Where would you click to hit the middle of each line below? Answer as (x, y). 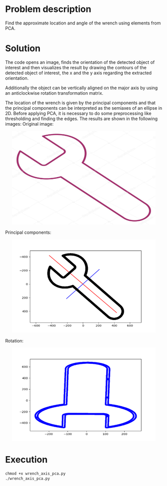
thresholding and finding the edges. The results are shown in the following (82, 119)
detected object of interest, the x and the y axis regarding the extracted (79, 73)
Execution (26, 460)
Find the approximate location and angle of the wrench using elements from (83, 23)
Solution (23, 49)
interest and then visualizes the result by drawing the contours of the (76, 67)
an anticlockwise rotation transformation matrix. (54, 93)
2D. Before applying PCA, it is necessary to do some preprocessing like (78, 113)
